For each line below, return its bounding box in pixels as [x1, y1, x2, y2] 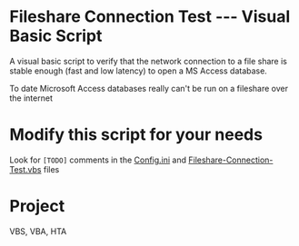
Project [9, 196, 65, 217]
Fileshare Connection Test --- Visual [9, 6, 291, 27]
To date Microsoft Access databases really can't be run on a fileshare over [9, 83, 289, 93]
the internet [9, 93, 53, 103]
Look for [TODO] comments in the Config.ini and [9, 154, 187, 165]
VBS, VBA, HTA [9, 225, 67, 237]
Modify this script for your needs [9, 124, 264, 145]
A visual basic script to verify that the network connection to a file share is [9, 55, 288, 66]
